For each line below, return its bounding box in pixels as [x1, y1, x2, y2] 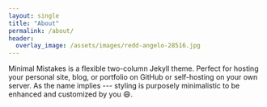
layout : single [8, 11, 60, 20]
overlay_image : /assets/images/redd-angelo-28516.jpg [15, 42, 201, 50]
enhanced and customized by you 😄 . [8, 89, 133, 99]
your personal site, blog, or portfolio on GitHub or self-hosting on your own [8, 72, 258, 82]
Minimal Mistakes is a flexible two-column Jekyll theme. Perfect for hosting [8, 64, 259, 73]
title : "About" [8, 19, 60, 27]
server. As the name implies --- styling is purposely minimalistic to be [8, 81, 240, 91]
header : [8, 34, 35, 43]
